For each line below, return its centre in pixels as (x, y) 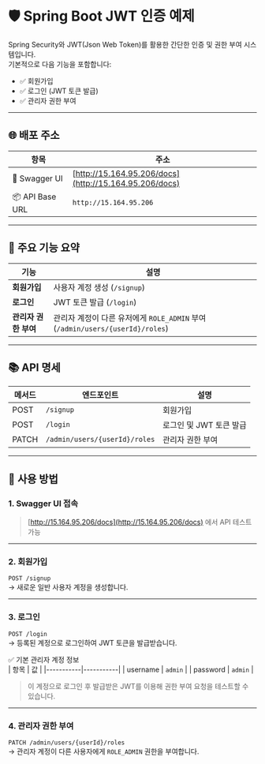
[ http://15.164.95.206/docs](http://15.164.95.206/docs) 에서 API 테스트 (140, 522)
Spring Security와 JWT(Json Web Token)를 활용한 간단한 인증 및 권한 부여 (125, 44)
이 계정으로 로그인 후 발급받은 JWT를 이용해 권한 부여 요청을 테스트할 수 (138, 686)
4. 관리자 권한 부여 (41, 725)
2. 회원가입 (28, 561)
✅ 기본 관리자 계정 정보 (44, 659)
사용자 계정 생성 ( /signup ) (99, 287)
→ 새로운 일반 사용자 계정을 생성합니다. (68, 587)
